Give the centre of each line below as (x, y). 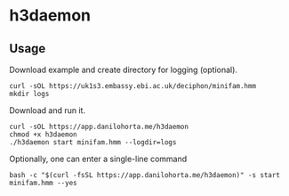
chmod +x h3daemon (43, 135)
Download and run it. (48, 110)
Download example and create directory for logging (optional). (124, 69)
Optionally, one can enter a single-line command (98, 159)
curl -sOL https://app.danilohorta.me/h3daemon (99, 127)
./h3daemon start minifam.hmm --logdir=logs (93, 143)
